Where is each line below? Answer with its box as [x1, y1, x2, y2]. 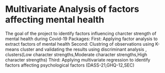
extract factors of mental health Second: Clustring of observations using [5, 41, 154, 47]
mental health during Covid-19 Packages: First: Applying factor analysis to [5, 36, 158, 42]
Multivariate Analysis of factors [5, 3, 139, 15]
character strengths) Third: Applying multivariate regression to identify [5, 57, 150, 63]
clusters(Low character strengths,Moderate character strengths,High [5, 51, 147, 58]
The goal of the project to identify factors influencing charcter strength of [5, 30, 156, 36]
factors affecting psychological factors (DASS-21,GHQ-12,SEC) [5, 62, 134, 68]
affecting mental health [5, 14, 104, 25]
